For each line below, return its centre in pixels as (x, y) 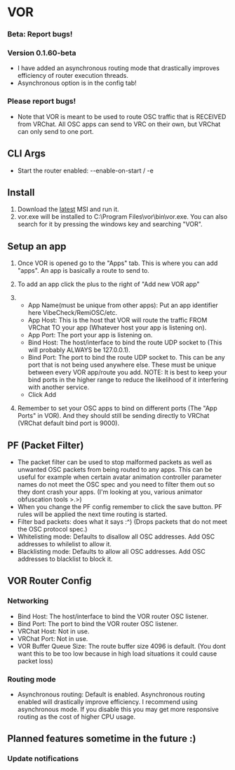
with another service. (59, 387)
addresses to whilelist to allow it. (65, 543)
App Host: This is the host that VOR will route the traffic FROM (117, 320)
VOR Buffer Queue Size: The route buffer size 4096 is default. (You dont (121, 646)
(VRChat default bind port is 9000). (68, 423)
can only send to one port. (55, 131)
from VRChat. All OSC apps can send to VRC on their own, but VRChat (119, 124)
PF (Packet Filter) (46, 445)
